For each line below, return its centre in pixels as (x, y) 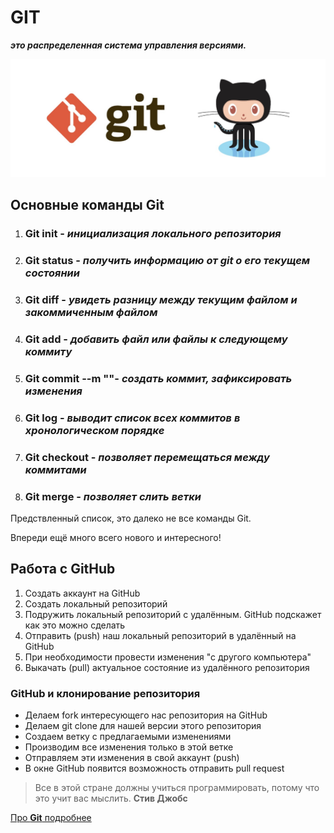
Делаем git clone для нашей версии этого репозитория (143, 726)
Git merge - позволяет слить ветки (113, 496)
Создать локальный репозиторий (96, 603)
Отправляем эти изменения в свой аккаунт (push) (132, 758)
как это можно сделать (75, 625)
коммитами (55, 469)
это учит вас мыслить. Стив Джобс (111, 798)
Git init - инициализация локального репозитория (153, 234)
